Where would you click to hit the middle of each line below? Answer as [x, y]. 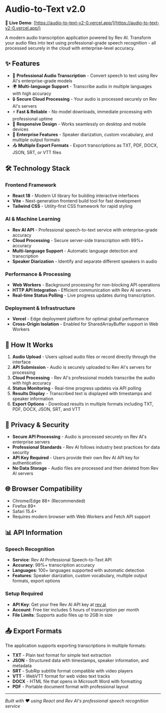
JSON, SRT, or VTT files [37, 152]
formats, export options [36, 581]
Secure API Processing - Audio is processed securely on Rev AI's [79, 436]
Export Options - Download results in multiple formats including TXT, [83, 404]
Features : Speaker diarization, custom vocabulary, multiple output [80, 576]
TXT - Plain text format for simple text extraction [62, 655]
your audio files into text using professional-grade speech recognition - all [81, 42]
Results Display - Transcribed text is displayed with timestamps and [82, 394]
